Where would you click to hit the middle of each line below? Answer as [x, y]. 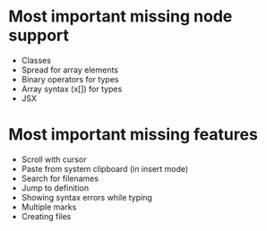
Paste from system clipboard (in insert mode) [105, 168]
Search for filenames [60, 178]
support [39, 35]
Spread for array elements [69, 70]
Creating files [46, 216]
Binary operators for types [70, 79]
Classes [36, 60]
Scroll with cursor [54, 159]
